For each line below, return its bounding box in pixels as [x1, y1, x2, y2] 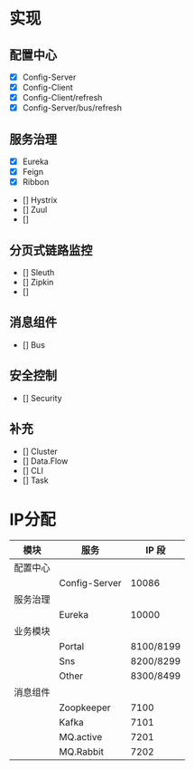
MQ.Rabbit [59, 746, 104, 758]
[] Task [22, 475, 49, 486]
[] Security [22, 392, 62, 403]
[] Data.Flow [22, 455, 69, 467]
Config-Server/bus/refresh [22, 102, 123, 113]
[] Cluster [22, 446, 59, 457]
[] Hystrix [22, 195, 58, 206]
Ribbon [22, 177, 50, 188]
